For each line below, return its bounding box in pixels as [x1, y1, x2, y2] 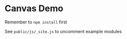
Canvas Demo [4, 3, 63, 14]
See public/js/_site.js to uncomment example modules [4, 28, 122, 34]
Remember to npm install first [4, 19, 67, 25]
